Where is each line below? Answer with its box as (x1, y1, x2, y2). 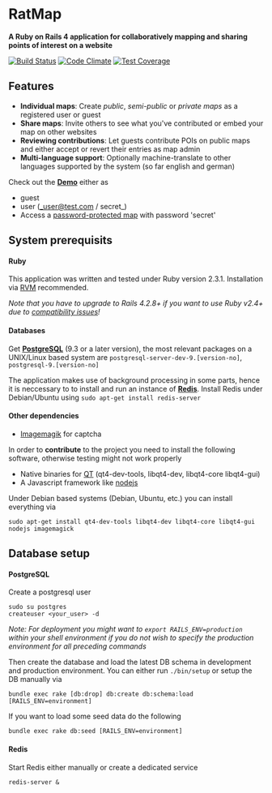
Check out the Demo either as (8, 177, 109, 186)
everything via (8, 502, 57, 512)
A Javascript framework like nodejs (19, 478, 138, 487)
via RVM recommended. (8, 283, 89, 293)
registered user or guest (19, 109, 101, 119)
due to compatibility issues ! (8, 307, 100, 317)
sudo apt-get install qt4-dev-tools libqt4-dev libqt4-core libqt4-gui (8, 517, 255, 525)
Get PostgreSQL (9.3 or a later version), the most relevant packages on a (8, 344, 253, 354)
